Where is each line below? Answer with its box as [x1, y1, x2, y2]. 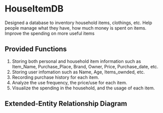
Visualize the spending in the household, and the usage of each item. [12, 85, 155, 91]
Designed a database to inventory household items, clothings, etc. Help [5, 20, 152, 26]
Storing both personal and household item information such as [12, 58, 141, 64]
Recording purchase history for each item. [12, 74, 99, 80]
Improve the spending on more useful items [5, 30, 95, 36]
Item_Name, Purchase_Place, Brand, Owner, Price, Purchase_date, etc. [12, 63, 158, 69]
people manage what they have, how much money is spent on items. [5, 25, 146, 31]
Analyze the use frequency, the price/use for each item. [12, 79, 127, 85]
